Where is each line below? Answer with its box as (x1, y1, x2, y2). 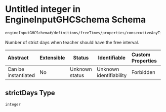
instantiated (7, 72, 35, 79)
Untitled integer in (5, 3, 81, 15)
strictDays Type (5, 89, 55, 97)
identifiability (96, 72, 127, 79)
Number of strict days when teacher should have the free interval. (5, 39, 139, 45)
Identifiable (98, 54, 126, 61)
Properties (131, 57, 157, 64)
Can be (7, 65, 25, 72)
